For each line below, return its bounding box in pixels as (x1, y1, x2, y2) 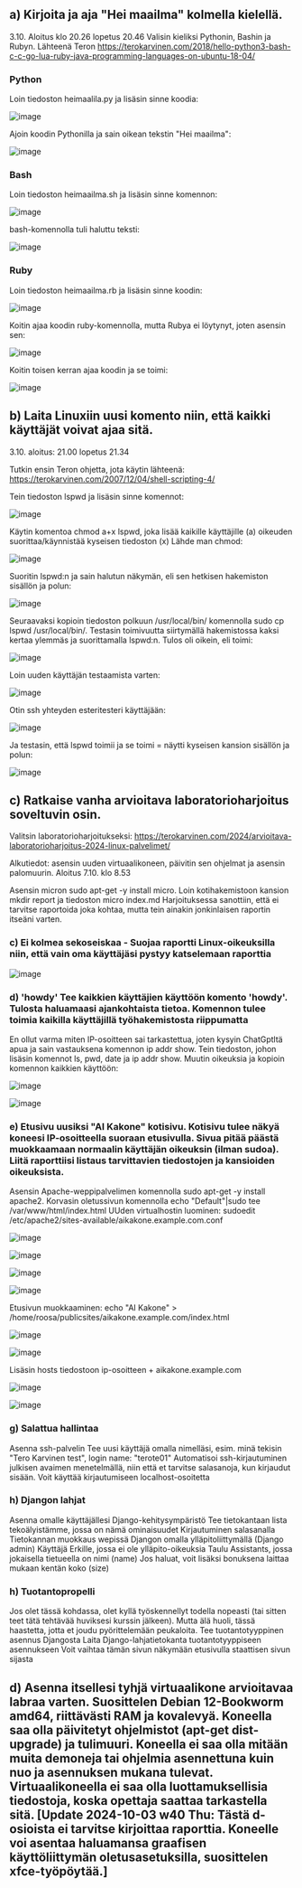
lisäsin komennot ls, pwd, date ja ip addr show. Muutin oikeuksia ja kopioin (9, 1053, 286, 1064)
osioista (9, 1821, 56, 1836)
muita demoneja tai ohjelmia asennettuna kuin (9, 1751, 275, 1766)
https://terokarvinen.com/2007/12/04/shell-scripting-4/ (9, 474, 215, 484)
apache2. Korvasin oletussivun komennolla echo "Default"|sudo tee (9, 1196, 261, 1207)
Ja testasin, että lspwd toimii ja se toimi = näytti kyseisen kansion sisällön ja (9, 739, 290, 750)
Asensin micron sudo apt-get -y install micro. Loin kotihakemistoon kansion (9, 885, 289, 896)
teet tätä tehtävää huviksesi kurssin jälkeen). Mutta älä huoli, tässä (9, 1615, 255, 1626)
